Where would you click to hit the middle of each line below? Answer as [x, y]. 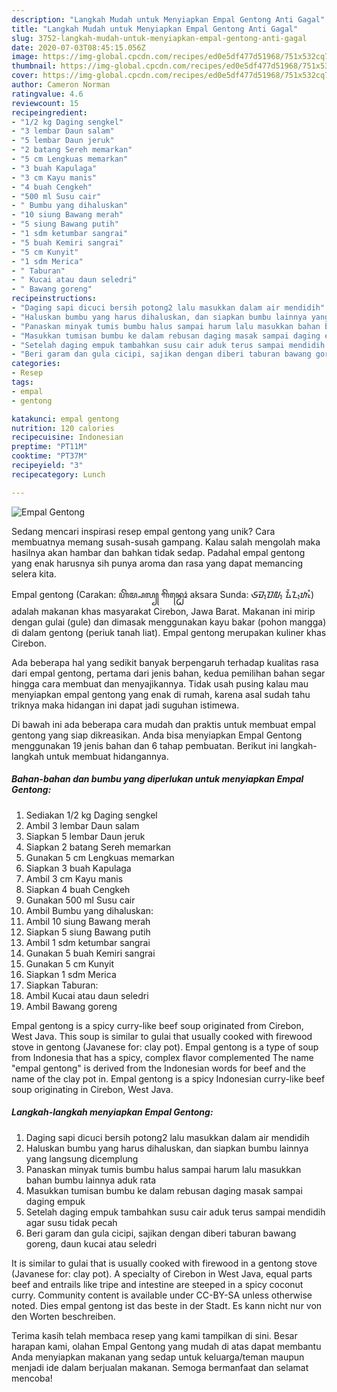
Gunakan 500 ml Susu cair [80, 900]
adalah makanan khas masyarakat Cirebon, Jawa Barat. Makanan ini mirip [163, 611]
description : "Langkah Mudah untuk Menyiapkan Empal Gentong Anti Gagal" [168, 19]
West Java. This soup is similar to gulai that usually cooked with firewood [162, 1036]
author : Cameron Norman [61, 85]
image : [25, 57]
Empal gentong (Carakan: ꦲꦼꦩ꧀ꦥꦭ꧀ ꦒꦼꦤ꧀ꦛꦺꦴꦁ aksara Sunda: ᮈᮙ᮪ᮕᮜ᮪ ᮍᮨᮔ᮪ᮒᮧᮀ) [163, 594]
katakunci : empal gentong [65, 419]
